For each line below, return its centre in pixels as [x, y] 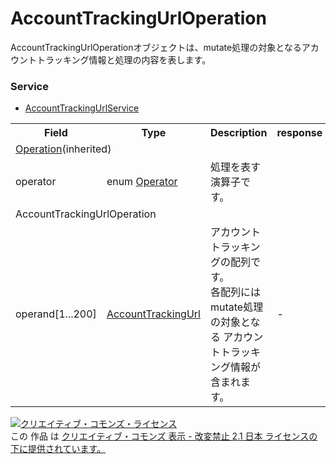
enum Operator [142, 182]
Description [238, 133]
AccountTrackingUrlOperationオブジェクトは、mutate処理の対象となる [156, 47]
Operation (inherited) [63, 149]
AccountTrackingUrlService [82, 108]
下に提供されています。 [58, 449]
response [299, 133]
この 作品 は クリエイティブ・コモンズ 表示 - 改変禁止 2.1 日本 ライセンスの [164, 436]
